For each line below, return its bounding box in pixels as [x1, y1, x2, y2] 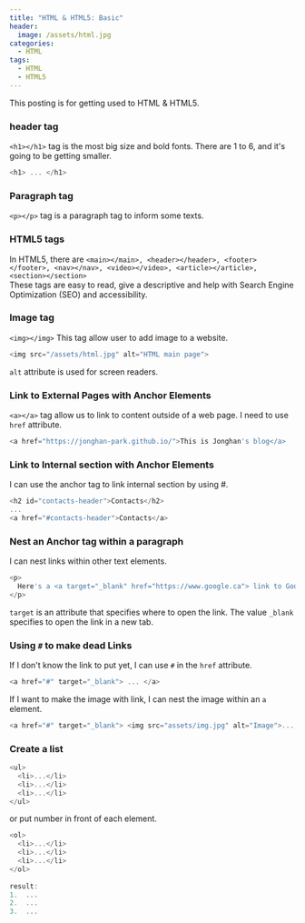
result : [9, 881, 39, 891]
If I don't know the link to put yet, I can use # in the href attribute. [9, 660, 252, 670]
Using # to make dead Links [9, 638, 133, 651]
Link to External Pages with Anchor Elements [9, 388, 212, 401]
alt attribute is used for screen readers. [9, 366, 159, 377]
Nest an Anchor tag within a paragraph [9, 535, 184, 547]
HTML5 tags [9, 233, 65, 246]
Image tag [9, 311, 54, 324]
